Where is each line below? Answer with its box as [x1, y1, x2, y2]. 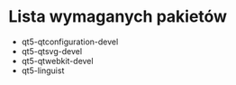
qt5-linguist [21, 65, 65, 76]
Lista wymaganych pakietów [8, 6, 227, 27]
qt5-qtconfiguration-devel [21, 36, 119, 47]
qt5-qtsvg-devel [21, 45, 83, 56]
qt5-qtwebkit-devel [21, 55, 94, 66]
